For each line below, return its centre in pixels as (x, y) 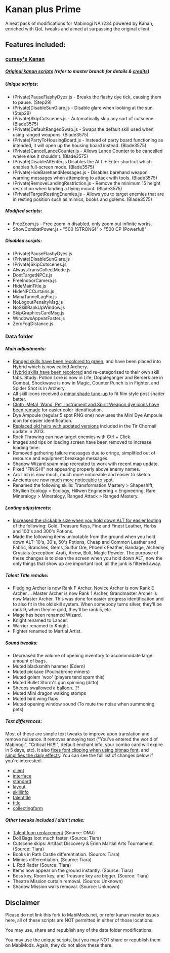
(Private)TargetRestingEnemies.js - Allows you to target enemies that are (88, 194)
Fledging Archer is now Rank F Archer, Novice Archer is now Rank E (83, 588)
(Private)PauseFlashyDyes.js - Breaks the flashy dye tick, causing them (87, 97)
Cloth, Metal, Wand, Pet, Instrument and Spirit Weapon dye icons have (86, 405)
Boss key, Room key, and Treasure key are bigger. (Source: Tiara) (81, 876)
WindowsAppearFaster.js (39, 318)
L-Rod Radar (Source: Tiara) (42, 865)
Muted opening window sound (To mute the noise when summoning (83, 704)
